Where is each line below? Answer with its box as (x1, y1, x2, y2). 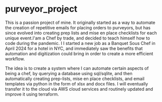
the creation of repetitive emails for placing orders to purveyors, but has (5, 24, 151, 30)
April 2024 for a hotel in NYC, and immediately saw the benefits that (5, 45, 143, 51)
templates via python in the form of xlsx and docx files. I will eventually (5, 81, 148, 86)
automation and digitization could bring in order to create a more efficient (5, 50, 153, 57)
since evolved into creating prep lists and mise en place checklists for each (5, 30, 157, 36)
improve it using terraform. (5, 91, 59, 97)
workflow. (5, 56, 25, 61)
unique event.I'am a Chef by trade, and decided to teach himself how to (5, 35, 150, 41)
